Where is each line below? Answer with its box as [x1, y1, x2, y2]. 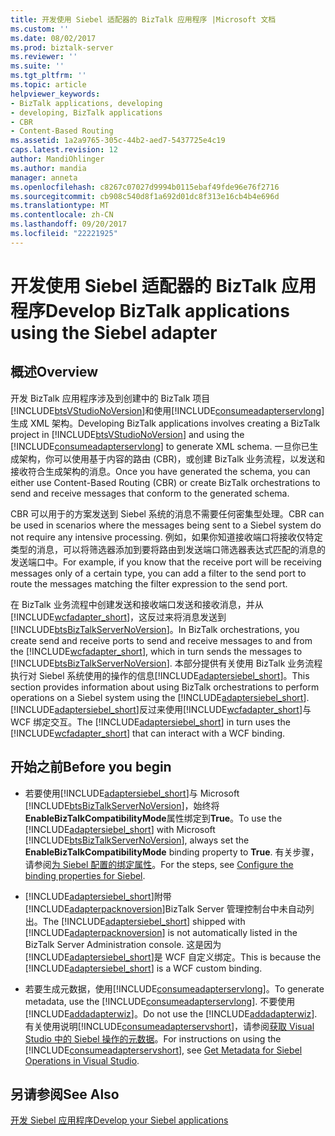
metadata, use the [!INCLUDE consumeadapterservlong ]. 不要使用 [24, 995, 296, 1007]
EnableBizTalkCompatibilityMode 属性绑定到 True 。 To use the [24, 812, 283, 824]
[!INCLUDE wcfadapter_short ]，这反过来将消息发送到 [10, 611, 227, 623]
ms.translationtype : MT [10, 201, 110, 211]
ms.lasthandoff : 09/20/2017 [10, 219, 128, 230]
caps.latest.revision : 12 [10, 145, 118, 155]
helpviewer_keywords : [10, 89, 101, 99]
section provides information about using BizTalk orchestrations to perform [10, 681, 320, 693]
